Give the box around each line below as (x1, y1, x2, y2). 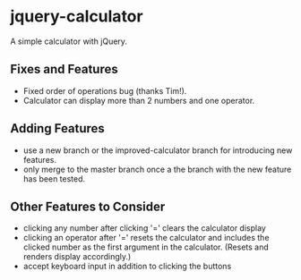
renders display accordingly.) (22, 251, 132, 262)
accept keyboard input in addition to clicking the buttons (22, 261, 232, 272)
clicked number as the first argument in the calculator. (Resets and (22, 242, 270, 252)
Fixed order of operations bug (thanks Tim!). (22, 85, 187, 96)
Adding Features (10, 121, 106, 136)
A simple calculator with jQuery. (10, 36, 128, 47)
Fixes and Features (10, 62, 119, 77)
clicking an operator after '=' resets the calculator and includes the (22, 233, 270, 243)
